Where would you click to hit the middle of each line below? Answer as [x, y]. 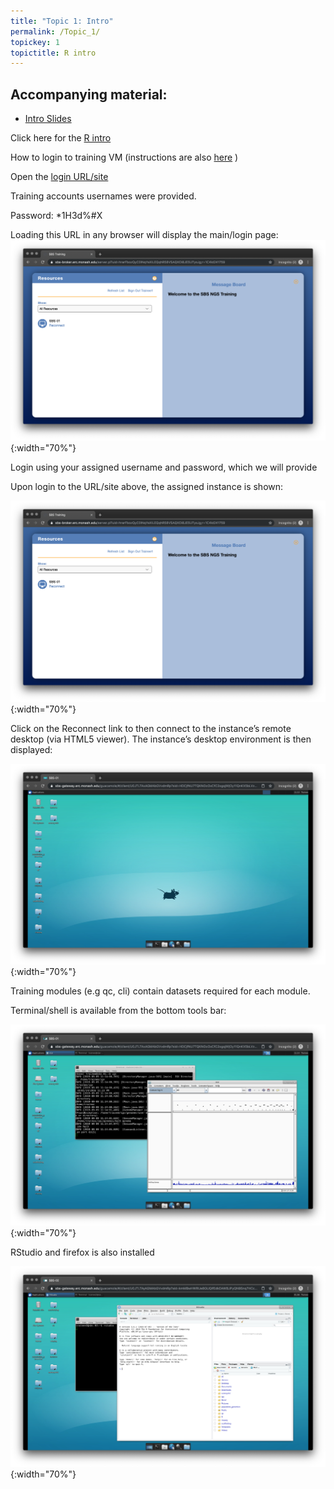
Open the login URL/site [59, 177]
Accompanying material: [89, 94]
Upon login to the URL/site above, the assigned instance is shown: [147, 487]
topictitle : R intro [53, 53]
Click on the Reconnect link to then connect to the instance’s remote [151, 728]
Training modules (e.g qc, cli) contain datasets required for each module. [160, 991]
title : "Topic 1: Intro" [62, 21]
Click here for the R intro [61, 138]
